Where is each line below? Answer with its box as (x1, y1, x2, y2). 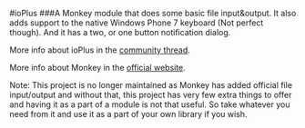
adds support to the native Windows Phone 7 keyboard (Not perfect (9, 17, 264, 28)
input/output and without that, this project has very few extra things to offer (9, 90, 292, 100)
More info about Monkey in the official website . (9, 63, 187, 73)
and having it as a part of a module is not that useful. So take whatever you (9, 99, 290, 110)
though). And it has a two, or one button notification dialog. (9, 27, 231, 37)
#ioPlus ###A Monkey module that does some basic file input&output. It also (9, 8, 297, 18)
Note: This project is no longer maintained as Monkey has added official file (9, 80, 293, 90)
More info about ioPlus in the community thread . (9, 44, 191, 55)
